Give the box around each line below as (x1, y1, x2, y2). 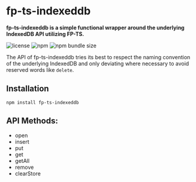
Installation (6, 84, 49, 94)
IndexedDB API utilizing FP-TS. (6, 30, 85, 37)
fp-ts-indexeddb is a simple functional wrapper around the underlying (6, 24, 185, 31)
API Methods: (6, 116, 58, 126)
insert (14, 138, 30, 145)
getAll (14, 157, 30, 164)
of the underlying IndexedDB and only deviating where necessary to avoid (6, 60, 189, 67)
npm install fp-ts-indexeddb (6, 99, 79, 105)
